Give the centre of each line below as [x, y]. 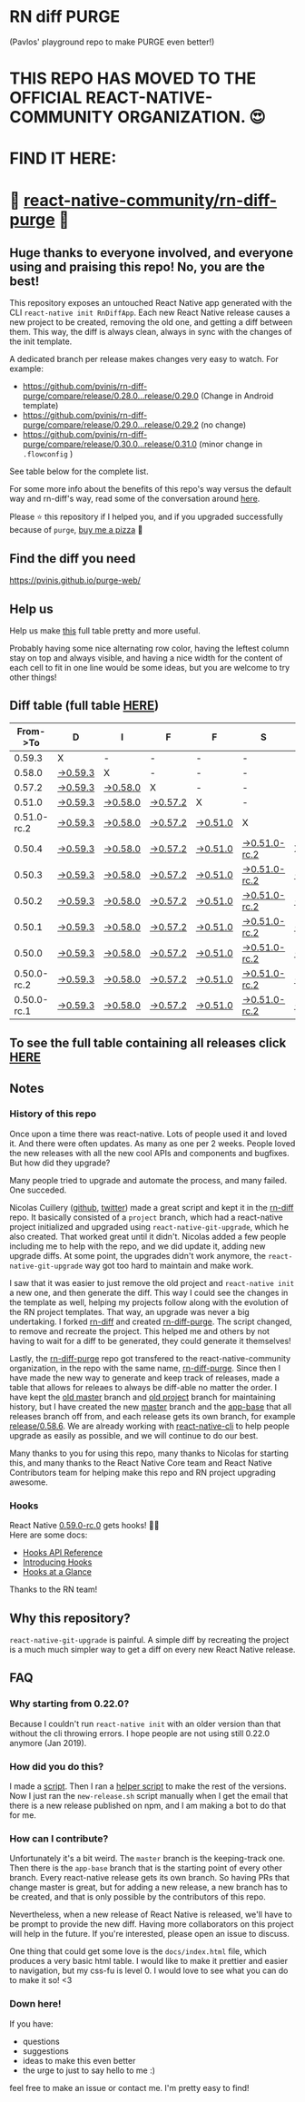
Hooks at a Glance [57, 1572]
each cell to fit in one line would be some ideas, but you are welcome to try [150, 667]
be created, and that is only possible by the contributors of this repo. [138, 1897]
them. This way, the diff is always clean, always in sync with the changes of [151, 332]
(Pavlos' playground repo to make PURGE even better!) [112, 42]
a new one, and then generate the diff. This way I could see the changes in [149, 1292]
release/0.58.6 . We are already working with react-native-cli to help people [150, 1426]
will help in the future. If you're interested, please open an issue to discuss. [150, 1934]
